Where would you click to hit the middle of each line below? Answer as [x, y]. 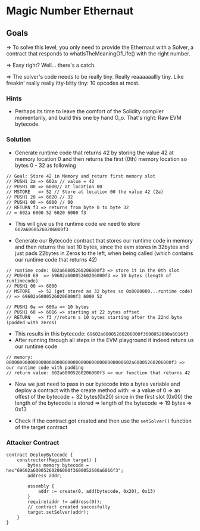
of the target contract [41, 427]
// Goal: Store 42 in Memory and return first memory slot [81, 176]
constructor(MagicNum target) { [57, 460]
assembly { [41, 486]
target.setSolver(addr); [58, 512]
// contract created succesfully [69, 507]
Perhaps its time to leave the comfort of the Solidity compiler [89, 111]
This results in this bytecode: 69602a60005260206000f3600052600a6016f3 [101, 333]
